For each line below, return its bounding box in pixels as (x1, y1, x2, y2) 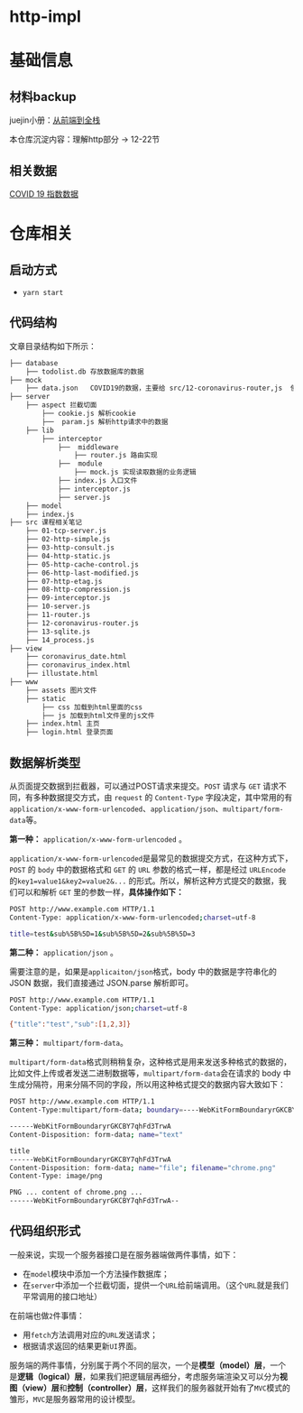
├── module (57, 459, 103, 468)
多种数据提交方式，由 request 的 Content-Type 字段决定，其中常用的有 (32, 792, 293, 802)
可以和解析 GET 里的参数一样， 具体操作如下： (16, 887, 185, 897)
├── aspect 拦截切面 (25, 401, 97, 410)
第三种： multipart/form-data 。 (9, 1038, 128, 1048)
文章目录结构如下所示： (9, 340, 96, 351)
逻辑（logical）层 (17, 1371, 83, 1381)
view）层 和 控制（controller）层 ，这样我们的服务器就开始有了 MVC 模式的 (24, 1382, 290, 1393)
